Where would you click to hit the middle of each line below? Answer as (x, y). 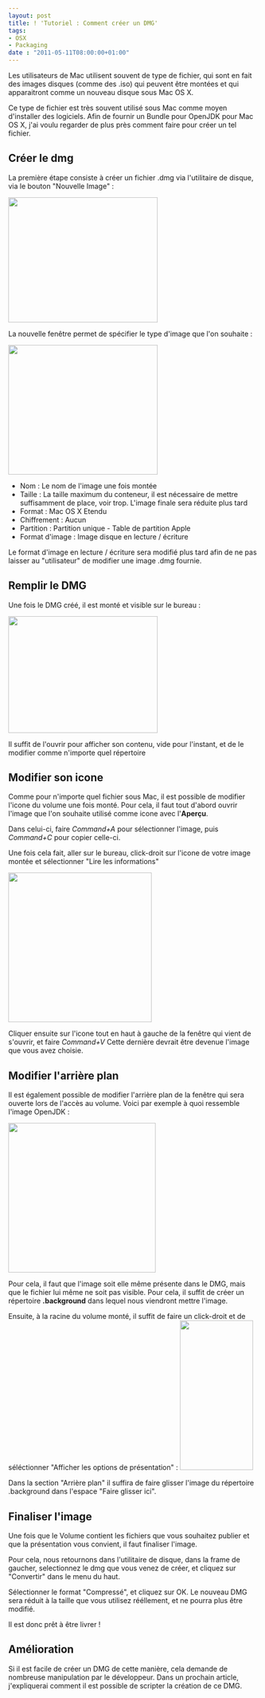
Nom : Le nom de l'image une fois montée (88, 486)
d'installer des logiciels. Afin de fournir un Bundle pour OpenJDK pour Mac (131, 116)
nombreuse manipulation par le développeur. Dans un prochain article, (123, 1677)
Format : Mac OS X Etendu (63, 511)
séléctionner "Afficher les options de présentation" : (94, 1467)
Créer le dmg (41, 158)
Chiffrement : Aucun (53, 519)
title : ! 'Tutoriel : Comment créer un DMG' (83, 23)
